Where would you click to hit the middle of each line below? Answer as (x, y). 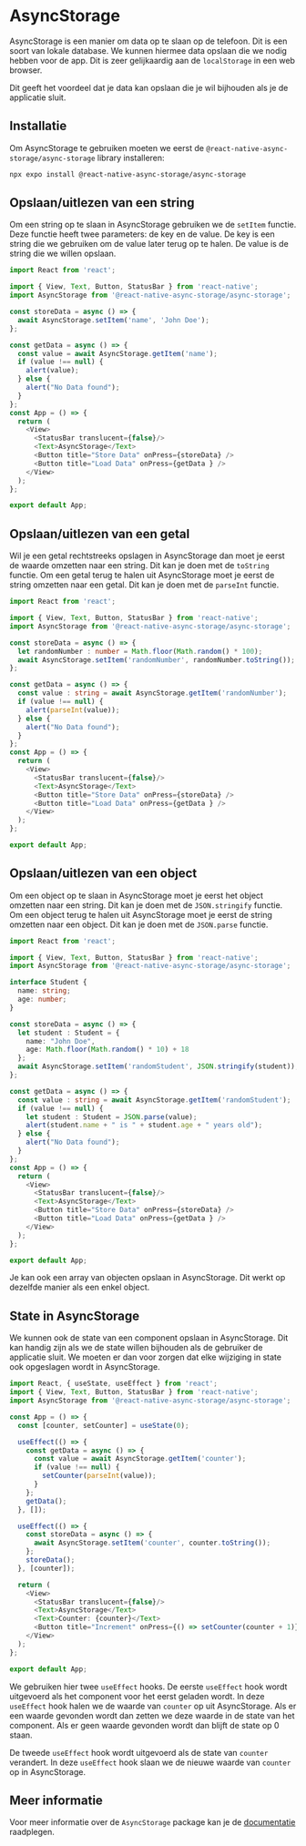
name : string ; (44, 991)
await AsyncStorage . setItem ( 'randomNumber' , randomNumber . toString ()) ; (157, 660)
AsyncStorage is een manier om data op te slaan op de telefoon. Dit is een (148, 41)
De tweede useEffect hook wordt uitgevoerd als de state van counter (139, 1752)
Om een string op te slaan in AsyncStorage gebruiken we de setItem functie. (153, 225)
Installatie (38, 126)
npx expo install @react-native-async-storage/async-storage (128, 174)
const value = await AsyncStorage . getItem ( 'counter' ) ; (140, 1459)
